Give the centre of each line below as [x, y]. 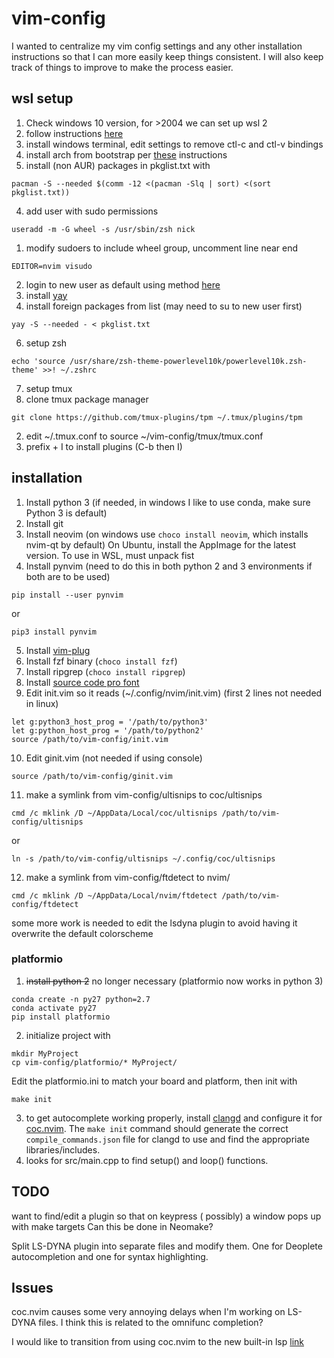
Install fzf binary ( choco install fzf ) [101, 661]
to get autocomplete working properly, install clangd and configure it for [174, 1118]
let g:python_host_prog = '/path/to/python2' [107, 730]
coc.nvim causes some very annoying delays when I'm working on [148, 1312]
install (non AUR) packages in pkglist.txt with [118, 165]
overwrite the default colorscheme [82, 933]
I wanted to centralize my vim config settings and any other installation [157, 46]
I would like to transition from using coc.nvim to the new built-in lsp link [157, 1342]
